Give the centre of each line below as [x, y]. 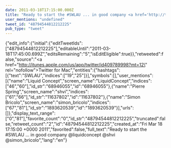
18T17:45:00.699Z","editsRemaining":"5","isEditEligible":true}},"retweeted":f [84, 54]
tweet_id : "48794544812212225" [38, 24]
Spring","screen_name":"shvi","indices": [47, 92]
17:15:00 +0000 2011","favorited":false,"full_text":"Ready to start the [76, 129]
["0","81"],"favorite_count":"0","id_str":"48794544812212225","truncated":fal [85, 119]
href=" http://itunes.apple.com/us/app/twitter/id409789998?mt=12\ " [76, 65]
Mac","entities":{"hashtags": [91, 70]
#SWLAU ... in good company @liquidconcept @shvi [60, 135]
